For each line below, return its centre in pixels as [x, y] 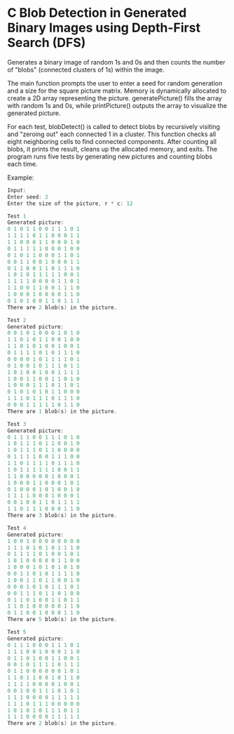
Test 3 [17, 424]
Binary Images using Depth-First [104, 28]
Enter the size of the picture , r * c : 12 [70, 203]
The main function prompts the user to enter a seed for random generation [115, 83]
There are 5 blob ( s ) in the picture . [62, 620]
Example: [21, 178]
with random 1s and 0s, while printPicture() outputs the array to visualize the [117, 105]
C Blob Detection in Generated [97, 13]
